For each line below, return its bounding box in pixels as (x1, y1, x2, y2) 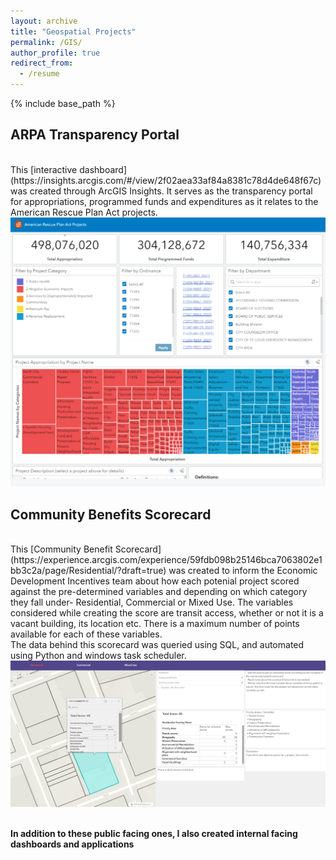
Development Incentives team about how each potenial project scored (10, 575, 300, 587)
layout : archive (10, 16, 78, 26)
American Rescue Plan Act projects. (10, 206, 158, 218)
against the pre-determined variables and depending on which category (10, 586, 308, 598)
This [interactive (10, 163, 78, 175)
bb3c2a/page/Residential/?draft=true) (10, 565, 167, 577)
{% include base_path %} (10, 98, 116, 109)
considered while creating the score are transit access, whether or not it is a (10, 607, 324, 619)
